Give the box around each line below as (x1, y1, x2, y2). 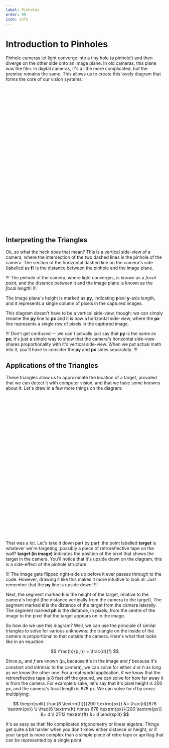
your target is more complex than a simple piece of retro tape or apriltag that (6, 732, 164, 738)
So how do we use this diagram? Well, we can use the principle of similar (6, 622, 156, 628)
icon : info (6, 17, 29, 22)
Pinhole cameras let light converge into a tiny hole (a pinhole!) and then (6, 55, 153, 61)
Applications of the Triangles (6, 361, 98, 370)
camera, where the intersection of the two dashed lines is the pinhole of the (6, 254, 162, 260)
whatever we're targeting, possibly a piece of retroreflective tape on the (6, 545, 154, 551)
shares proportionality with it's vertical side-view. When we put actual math (6, 341, 161, 347)
